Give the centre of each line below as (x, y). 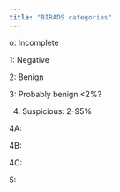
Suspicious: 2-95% (57, 111)
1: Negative (30, 59)
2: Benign (26, 77)
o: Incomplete (34, 42)
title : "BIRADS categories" (61, 17)
